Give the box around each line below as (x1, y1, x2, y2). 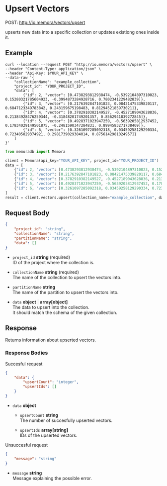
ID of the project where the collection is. (12, 259, 94, 265)
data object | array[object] (12, 299, 68, 305)
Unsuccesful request (5, 442, 48, 448)
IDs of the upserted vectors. (19, 432, 78, 438)
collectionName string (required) (12, 269, 80, 275)
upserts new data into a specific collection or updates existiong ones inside (5, 29, 160, 35)
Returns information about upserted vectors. (5, 337, 96, 343)
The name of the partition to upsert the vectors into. (12, 289, 119, 295)
